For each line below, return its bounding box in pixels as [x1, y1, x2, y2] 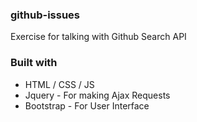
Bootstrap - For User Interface [24, 99, 150, 112]
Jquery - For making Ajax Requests [24, 89, 171, 101]
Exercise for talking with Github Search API [10, 31, 187, 43]
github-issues [10, 8, 80, 22]
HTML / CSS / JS [24, 78, 95, 90]
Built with [10, 56, 58, 70]
